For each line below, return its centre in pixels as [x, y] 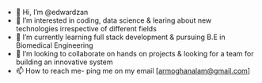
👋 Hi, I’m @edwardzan [52, 12]
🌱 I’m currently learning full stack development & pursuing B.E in [120, 37]
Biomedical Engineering [54, 45]
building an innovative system [64, 62]
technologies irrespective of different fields [86, 29]
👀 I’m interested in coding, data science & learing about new [114, 20]
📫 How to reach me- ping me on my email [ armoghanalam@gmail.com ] [133, 71]
